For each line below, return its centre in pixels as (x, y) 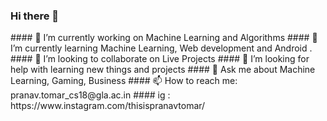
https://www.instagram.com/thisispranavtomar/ (108, 106)
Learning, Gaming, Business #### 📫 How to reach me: (124, 81)
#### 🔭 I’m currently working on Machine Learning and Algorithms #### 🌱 (164, 38)
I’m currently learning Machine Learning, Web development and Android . (161, 48)
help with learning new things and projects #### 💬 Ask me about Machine (163, 70)
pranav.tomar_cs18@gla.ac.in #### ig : (90, 95)
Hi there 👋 (35, 16)
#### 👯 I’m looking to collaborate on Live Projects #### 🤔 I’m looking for (160, 59)
